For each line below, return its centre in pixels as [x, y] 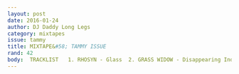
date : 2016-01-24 [33, 20]
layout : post [27, 14]
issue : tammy [27, 40]
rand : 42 [20, 54]
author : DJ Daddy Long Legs [49, 27]
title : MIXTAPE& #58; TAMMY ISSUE [57, 47]
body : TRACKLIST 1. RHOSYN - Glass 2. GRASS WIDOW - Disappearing [114, 60]
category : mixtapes [36, 33]
